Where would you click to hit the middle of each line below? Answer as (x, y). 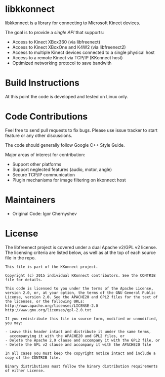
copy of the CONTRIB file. (33, 357)
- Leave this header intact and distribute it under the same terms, (78, 332)
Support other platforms (37, 164)
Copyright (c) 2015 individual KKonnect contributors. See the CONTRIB (80, 275)
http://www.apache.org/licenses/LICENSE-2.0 (52, 306)
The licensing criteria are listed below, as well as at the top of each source (81, 252)
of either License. (25, 371)
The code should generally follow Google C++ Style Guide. (65, 145)
